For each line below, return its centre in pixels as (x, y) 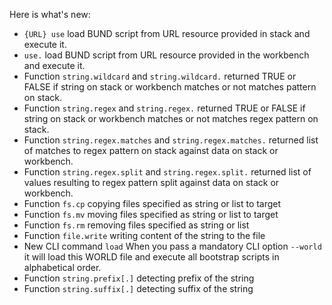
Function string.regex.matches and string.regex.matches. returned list (171, 140)
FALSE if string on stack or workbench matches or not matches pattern (170, 87)
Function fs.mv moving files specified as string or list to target (151, 214)
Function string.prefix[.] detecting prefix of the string (139, 278)
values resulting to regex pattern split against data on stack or (151, 182)
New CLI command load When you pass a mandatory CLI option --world (172, 246)
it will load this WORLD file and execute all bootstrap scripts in (151, 257)
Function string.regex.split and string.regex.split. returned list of (167, 172)
